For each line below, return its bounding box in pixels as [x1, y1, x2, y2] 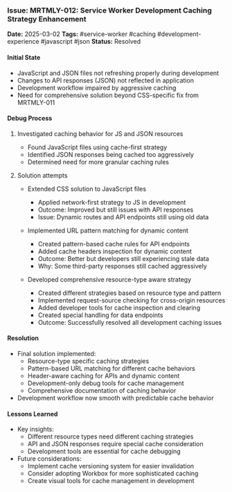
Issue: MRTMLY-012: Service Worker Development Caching [7, 6, 213, 15]
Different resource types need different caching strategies [27, 432, 194, 441]
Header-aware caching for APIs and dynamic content [27, 371, 180, 380]
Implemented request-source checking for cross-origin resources [37, 296, 226, 304]
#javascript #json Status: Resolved [40, 37, 141, 46]
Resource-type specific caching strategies [27, 357, 150, 365]
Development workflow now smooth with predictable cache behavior [17, 393, 214, 402]
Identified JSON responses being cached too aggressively [27, 150, 194, 158]
